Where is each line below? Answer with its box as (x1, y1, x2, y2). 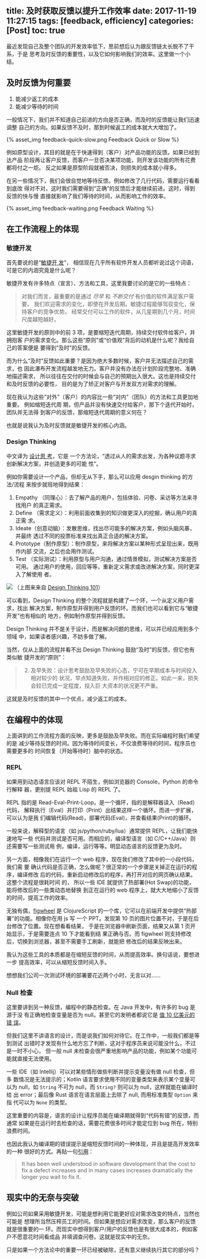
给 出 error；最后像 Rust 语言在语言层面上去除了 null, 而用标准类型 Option (6, 1091, 191, 1099)
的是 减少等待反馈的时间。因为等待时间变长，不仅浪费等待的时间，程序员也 (6, 740, 196, 747)
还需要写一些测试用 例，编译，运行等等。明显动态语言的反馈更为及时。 (6, 842, 185, 850)
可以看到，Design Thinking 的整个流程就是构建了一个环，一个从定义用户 (6, 597, 189, 604)
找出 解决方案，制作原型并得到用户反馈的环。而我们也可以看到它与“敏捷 (17, 604, 199, 611)
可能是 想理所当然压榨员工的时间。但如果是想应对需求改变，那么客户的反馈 (6, 1217, 196, 1225)
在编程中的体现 (6, 715, 63, 725)
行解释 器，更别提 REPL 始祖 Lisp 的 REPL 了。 (6, 785, 124, 793)
